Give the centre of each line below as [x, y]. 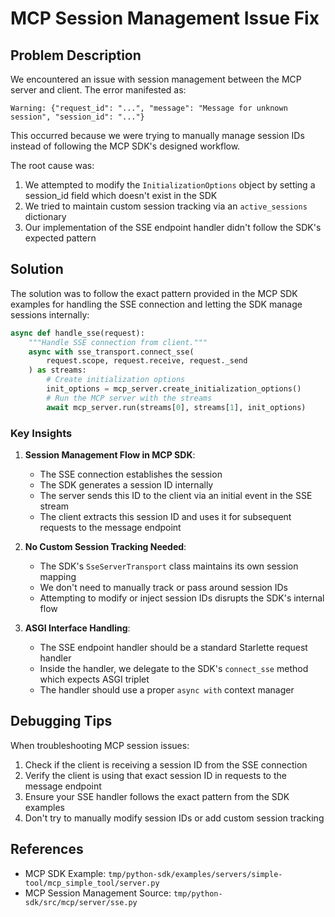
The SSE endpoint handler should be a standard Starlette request [173, 647]
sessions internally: [50, 314]
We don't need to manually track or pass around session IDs [163, 587]
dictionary [45, 216]
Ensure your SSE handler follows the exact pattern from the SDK [157, 796]
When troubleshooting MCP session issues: [100, 745]
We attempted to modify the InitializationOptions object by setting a [170, 185]
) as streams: [57, 370]
